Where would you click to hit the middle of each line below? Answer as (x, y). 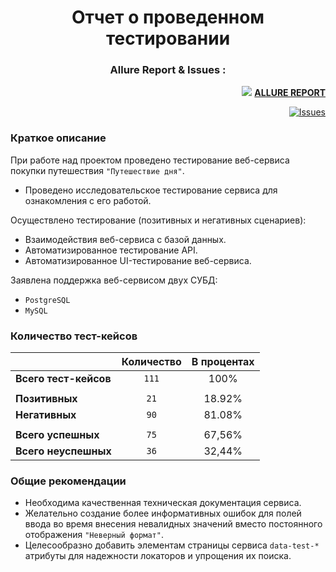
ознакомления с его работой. (88, 200)
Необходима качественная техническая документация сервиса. (163, 503)
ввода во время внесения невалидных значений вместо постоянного (173, 524)
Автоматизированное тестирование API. (111, 250)
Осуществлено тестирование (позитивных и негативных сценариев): (158, 220)
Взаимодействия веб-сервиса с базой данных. (125, 239)
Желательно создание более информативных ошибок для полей (163, 513)
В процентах (223, 362)
